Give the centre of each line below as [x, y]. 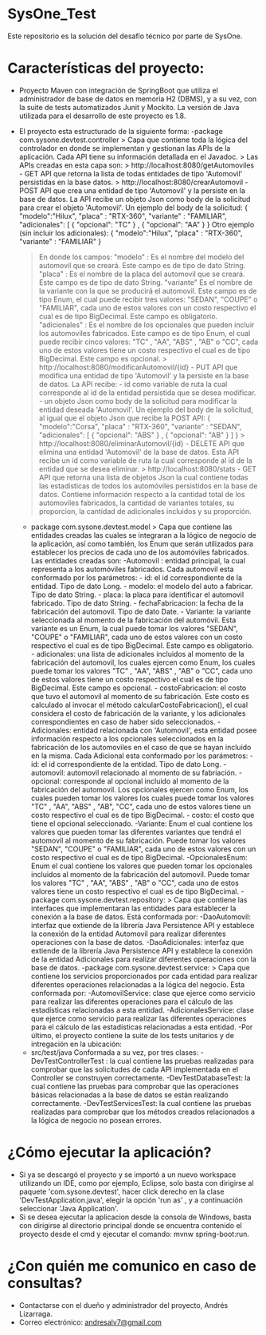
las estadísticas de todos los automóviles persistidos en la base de [148, 486]
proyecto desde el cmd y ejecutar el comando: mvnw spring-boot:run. [134, 1234]
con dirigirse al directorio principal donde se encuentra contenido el [130, 1225]
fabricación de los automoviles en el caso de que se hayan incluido [141, 747]
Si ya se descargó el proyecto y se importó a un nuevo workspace [127, 1175]
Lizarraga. [35, 1313]
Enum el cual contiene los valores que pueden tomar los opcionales [141, 866]
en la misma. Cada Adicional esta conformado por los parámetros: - [142, 756]
